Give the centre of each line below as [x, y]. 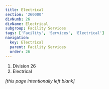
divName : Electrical [27, 24]
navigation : [18, 38]
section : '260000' [24, 14]
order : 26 [20, 51]
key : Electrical [27, 42]
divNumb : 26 [18, 19]
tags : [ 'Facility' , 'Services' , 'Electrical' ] [55, 33]
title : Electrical [24, 10]
